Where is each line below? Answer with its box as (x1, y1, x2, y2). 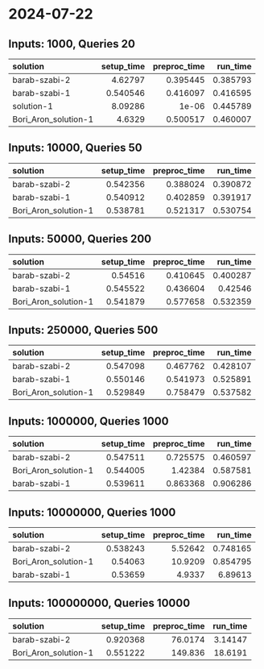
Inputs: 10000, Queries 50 (8, 141, 142, 155)
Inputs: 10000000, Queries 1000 (8, 505, 176, 519)
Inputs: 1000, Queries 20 (8, 37, 135, 51)
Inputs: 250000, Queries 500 (8, 323, 159, 337)
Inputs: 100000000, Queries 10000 (8, 596, 191, 610)
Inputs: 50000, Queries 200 (8, 232, 152, 246)
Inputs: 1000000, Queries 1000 (8, 414, 169, 428)
